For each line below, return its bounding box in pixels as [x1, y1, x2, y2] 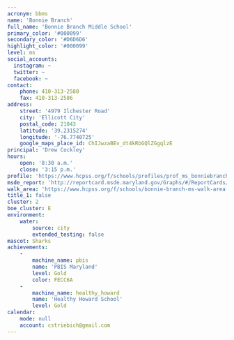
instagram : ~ [13, 62, 52, 69]
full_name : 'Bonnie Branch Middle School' [7, 23, 132, 30]
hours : [7, 153, 26, 161]
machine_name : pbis [32, 257, 89, 264]
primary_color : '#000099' [7, 29, 82, 37]
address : [7, 101, 33, 108]
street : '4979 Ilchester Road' [19, 108, 111, 114]
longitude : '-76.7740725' [19, 133, 95, 140]
